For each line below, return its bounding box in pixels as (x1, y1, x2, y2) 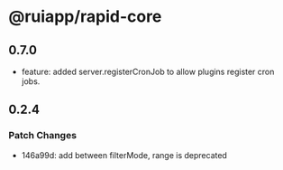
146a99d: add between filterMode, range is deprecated (21, 149, 227, 160)
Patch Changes (8, 129, 78, 142)
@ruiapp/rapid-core (8, 6, 162, 27)
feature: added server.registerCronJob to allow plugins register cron (21, 66, 275, 77)
